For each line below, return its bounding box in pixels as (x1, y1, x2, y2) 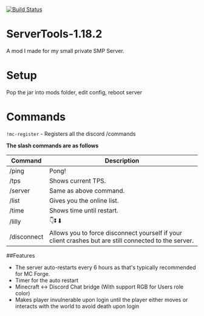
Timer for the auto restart (15, 276, 79, 284)
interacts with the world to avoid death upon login (15, 302, 140, 310)
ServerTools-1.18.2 (6, 27, 103, 41)
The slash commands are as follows (6, 142, 99, 149)
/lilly (9, 217, 21, 226)
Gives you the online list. (49, 196, 119, 205)
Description (104, 156, 140, 164)
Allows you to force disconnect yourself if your (49, 228, 182, 237)
